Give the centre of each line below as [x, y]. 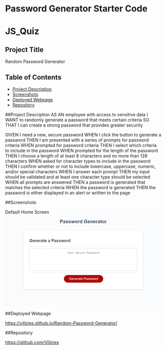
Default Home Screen [27, 212]
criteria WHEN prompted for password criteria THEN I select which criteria [81, 145]
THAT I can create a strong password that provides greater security [74, 125]
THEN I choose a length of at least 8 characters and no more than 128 [76, 156]
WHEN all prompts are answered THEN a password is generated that [75, 182]
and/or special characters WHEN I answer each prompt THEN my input [78, 172]
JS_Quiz [22, 32]
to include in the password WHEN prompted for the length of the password [82, 150]
